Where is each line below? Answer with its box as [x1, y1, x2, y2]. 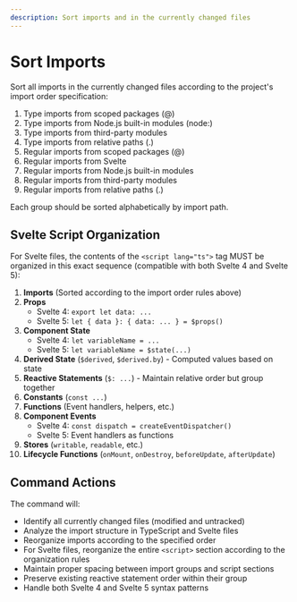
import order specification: [10, 90, 108, 101]
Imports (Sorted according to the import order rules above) [22, 287, 242, 298]
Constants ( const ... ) [22, 392, 107, 403]
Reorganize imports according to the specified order [22, 535, 216, 546]
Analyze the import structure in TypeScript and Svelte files [22, 525, 239, 537]
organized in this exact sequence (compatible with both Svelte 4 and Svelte [10, 260, 289, 271]
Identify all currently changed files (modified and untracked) [22, 516, 245, 527]
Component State [22, 326, 90, 336]
